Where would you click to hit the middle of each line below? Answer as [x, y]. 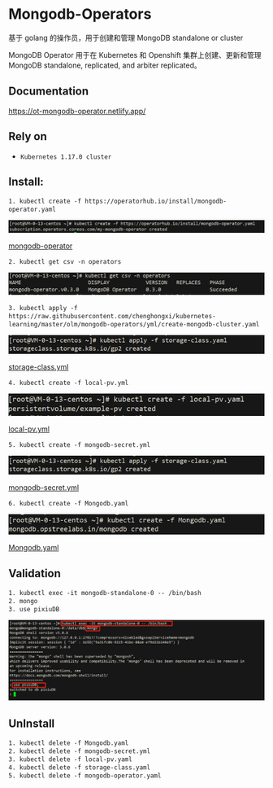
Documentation [49, 92]
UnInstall [32, 723]
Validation [35, 573]
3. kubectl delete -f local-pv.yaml [70, 759]
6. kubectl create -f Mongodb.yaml [69, 504]
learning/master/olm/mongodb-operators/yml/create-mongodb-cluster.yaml [134, 324]
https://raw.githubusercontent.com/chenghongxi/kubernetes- [113, 316]
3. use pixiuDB [34, 610]
